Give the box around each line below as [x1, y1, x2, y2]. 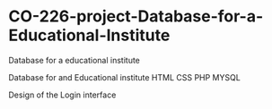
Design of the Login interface [8, 89, 117, 100]
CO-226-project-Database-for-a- [8, 6, 264, 27]
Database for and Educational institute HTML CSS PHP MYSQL [8, 71, 241, 82]
